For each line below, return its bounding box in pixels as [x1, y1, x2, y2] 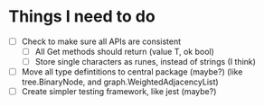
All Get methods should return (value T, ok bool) [34, 47, 214, 57]
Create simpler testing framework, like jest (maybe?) [21, 86, 217, 97]
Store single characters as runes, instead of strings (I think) [34, 57, 257, 67]
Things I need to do [8, 6, 156, 27]
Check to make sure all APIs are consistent [21, 36, 182, 47]
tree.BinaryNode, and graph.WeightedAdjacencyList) [21, 76, 219, 87]
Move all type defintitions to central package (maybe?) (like [21, 66, 243, 77]
